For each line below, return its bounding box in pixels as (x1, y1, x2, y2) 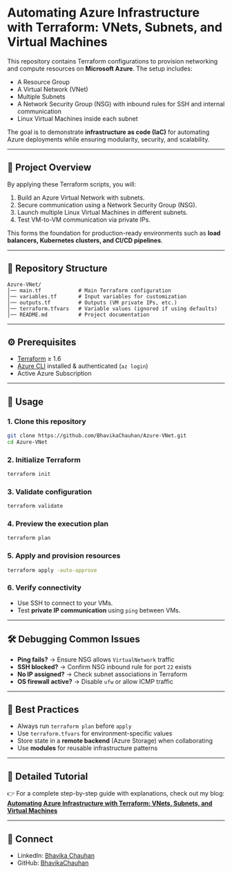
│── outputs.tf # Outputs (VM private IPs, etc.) (7, 299, 177, 306)
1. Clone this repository (7, 416, 86, 426)
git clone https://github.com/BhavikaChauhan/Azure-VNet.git (7, 432, 187, 439)
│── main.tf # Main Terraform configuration (7, 287, 171, 294)
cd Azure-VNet (7, 439, 48, 445)
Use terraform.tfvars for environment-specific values (17, 729, 173, 738)
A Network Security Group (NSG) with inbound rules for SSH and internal (17, 99, 225, 108)
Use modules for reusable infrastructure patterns (17, 744, 158, 752)
